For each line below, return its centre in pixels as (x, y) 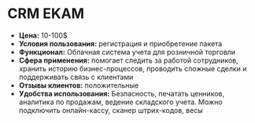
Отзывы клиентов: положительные (79, 85)
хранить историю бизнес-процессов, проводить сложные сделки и (133, 68)
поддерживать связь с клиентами (76, 77)
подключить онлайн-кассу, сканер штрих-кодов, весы (111, 110)
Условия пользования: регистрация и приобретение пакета (120, 43)
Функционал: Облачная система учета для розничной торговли (127, 52)
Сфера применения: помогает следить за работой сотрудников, (128, 60)
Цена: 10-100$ (43, 35)
